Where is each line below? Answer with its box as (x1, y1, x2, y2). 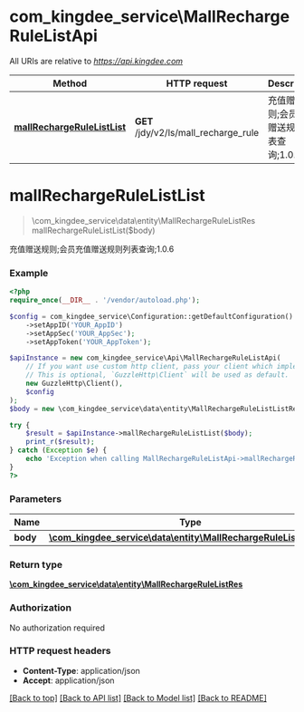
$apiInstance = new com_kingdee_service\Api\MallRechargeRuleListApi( (9, 353, 281, 363)
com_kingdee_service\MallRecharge (9, 6, 290, 27)
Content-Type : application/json (22, 665, 140, 676)
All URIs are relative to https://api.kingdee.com (9, 55, 184, 66)
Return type (9, 558, 63, 571)
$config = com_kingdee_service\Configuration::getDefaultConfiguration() (9, 312, 294, 321)
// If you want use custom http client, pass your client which (25, 362, 273, 371)
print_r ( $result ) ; (25, 438, 95, 447)
